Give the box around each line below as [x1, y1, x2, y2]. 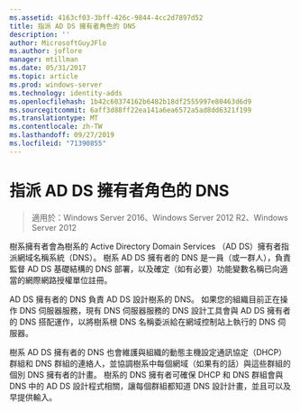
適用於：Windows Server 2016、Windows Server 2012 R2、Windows [31, 212, 288, 223]
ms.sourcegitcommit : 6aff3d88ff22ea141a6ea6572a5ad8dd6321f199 [9, 105, 252, 114]
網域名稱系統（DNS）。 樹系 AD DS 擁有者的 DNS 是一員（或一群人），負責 [16, 251, 291, 262]
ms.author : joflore [9, 47, 83, 56]
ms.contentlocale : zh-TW [9, 123, 103, 132]
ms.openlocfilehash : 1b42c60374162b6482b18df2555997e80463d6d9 [9, 96, 252, 106]
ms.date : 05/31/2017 [9, 64, 87, 73]
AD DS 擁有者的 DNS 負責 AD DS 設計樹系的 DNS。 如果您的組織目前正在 [9, 294, 281, 305]
